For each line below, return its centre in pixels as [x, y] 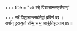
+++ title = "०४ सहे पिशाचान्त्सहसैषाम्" [37, 8]
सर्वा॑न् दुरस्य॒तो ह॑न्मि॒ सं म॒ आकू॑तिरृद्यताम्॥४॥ [39, 23]
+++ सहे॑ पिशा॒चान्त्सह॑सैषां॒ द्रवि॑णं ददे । [34, 17]
